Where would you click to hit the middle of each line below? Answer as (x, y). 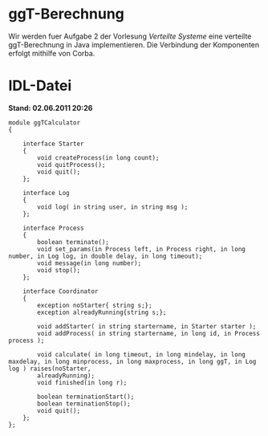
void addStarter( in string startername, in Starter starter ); (147, 326)
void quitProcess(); (71, 165)
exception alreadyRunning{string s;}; (102, 312)
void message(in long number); (89, 263)
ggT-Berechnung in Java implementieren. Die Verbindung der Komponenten (134, 44)
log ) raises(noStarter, (50, 369)
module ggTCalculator (45, 122)
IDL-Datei (40, 86)
